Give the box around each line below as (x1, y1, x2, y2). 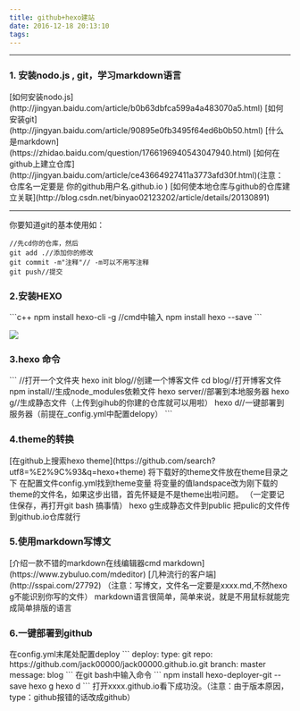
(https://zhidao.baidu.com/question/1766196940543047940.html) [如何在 (9, 147, 280, 157)
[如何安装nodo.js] (9, 91, 74, 102)
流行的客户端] (166, 569, 217, 580)
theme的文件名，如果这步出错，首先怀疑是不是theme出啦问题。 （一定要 (9, 488, 277, 499)
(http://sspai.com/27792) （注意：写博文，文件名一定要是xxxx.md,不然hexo (9, 580, 287, 590)
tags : (9, 30, 29, 38)
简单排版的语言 (16, 602, 72, 613)
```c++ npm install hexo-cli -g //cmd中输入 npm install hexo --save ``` (9, 311, 262, 322)
